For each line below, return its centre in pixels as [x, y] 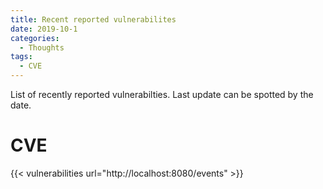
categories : [35, 38]
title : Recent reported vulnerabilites [93, 19]
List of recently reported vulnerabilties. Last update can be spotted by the [162, 94]
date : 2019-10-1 [44, 29]
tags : [21, 57]
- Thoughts [42, 47]
